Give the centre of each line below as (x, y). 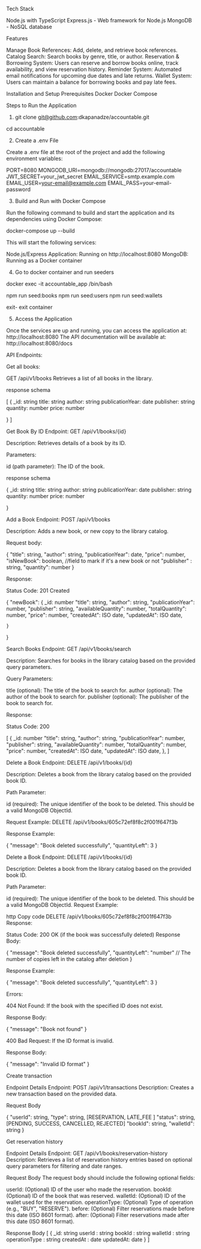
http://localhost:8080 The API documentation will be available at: (86, 337)
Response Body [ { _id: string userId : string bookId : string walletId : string (98, 1233)
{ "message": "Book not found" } (46, 1029)
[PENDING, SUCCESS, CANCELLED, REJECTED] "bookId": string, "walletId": (100, 1123)
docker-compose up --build (40, 231)
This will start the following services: (52, 242)
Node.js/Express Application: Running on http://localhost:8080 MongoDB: (97, 254)
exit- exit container (29, 307)
